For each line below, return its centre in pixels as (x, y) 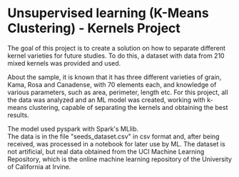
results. (19, 115)
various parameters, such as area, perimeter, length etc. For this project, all (118, 92)
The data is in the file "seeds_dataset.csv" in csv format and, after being (113, 136)
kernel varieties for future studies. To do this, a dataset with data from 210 (116, 56)
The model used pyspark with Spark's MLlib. (73, 128)
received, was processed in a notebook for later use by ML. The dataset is (117, 143)
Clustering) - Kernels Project (94, 28)
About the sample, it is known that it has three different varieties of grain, (115, 77)
